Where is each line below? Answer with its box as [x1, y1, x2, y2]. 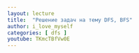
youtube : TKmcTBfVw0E [7, 36, 71, 43]
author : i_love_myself [7, 23, 73, 30]
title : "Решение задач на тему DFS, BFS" [7, 17, 133, 23]
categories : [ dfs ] [7, 29, 68, 36]
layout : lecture [7, 10, 54, 17]
